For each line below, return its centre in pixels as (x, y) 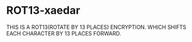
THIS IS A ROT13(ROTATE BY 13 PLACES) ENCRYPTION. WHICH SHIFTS (96, 27)
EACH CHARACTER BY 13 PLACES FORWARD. (64, 33)
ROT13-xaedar (43, 10)
